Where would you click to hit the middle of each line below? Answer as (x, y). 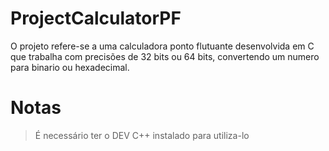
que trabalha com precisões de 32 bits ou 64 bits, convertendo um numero (165, 56)
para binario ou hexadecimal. (70, 67)
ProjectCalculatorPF (96, 18)
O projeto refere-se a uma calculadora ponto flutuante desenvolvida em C (162, 46)
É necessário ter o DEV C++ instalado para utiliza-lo (142, 135)
